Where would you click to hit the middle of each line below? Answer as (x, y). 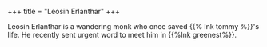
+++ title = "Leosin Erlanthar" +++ (64, 11)
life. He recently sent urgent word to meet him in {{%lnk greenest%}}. (122, 35)
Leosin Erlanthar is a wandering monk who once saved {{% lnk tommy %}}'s (133, 26)
